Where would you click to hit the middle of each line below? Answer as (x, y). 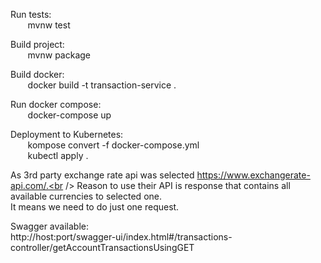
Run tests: (31, 14)
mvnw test (49, 25)
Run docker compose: (56, 104)
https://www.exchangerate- (253, 175)
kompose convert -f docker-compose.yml (113, 145)
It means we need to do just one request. (95, 207)
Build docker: (37, 74)
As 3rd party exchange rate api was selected (102, 175)
